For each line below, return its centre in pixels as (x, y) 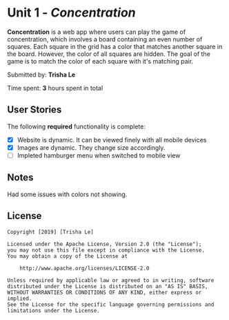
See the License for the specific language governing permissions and (111, 304)
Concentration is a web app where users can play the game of (97, 32)
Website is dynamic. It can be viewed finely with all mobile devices (112, 140)
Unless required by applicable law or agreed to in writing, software (111, 280)
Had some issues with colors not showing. (67, 194)
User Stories (34, 110)
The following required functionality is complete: (77, 126)
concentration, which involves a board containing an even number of (105, 39)
